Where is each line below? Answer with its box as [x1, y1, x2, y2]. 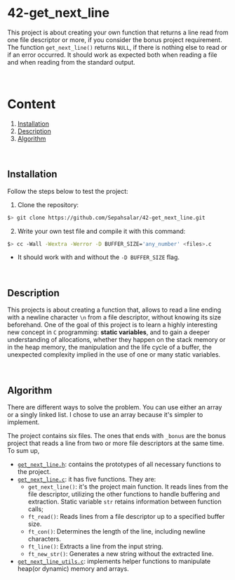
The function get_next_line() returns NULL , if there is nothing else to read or [7, 43, 228, 51]
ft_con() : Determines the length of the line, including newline [27, 527, 206, 536]
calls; [27, 505, 43, 513]
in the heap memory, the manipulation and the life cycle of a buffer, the [7, 343, 212, 352]
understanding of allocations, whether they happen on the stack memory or [7, 336, 226, 344]
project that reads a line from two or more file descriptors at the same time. [7, 439, 224, 447]
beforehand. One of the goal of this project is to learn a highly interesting [7, 321, 218, 329]
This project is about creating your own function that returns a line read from [7, 28, 229, 37]
